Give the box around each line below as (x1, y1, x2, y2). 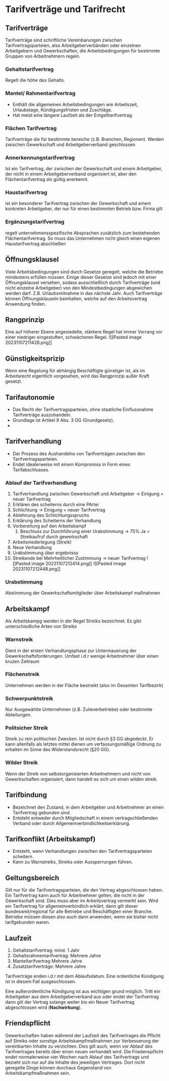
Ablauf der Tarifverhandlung (5, 479, 77, 486)
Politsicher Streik (5, 724, 48, 731)
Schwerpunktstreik (5, 695, 53, 702)
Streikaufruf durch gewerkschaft (20, 534, 88, 540)
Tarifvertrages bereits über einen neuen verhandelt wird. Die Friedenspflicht (5, 1048, 163, 1054)
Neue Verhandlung (12, 545, 52, 551)
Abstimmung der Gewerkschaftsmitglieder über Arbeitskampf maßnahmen (5, 590, 160, 596)
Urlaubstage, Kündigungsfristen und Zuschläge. (12, 107, 112, 113)
